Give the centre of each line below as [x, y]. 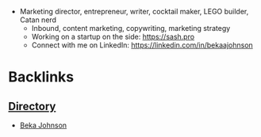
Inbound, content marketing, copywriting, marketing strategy [131, 28]
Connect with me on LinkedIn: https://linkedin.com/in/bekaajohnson [142, 45]
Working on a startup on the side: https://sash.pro [113, 36]
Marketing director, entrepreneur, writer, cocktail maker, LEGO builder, [134, 11]
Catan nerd [38, 20]
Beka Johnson [43, 125]
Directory [32, 106]
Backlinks [41, 77]
